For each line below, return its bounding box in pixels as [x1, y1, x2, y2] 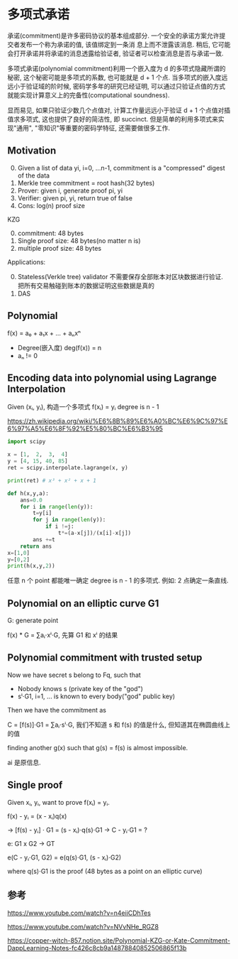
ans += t [33, 536, 55, 543]
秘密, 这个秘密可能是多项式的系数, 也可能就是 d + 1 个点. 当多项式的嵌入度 [7, 72, 222, 82]
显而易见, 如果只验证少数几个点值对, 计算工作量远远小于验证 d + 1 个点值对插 [7, 106, 231, 114]
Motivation [7, 145, 57, 157]
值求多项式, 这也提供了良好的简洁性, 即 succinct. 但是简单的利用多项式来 [7, 114, 218, 123]
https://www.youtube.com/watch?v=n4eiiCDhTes [7, 909, 151, 917]
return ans [20, 543, 52, 550]
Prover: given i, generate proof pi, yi [17, 186, 123, 195]
